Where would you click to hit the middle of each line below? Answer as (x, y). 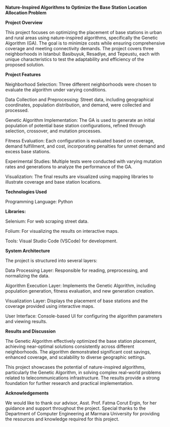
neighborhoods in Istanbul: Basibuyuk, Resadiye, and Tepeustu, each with (82, 54)
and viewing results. (26, 321)
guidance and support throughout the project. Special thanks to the (76, 408)
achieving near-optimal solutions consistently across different (70, 346)
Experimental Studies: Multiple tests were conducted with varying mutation (84, 161)
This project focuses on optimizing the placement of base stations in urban (84, 32)
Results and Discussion (30, 331)
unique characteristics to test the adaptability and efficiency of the (75, 59)
